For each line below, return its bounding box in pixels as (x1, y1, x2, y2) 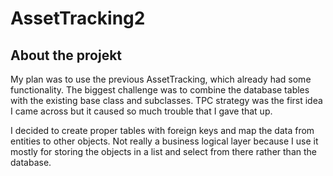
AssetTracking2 (10, 7, 146, 30)
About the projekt (10, 47, 123, 64)
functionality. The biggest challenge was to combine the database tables (10, 84, 310, 96)
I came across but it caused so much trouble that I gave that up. (10, 105, 273, 117)
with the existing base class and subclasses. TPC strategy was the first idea (10, 95, 323, 106)
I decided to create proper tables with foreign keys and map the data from (10, 125, 315, 136)
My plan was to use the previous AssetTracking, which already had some (10, 73, 312, 85)
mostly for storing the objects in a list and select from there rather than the (10, 146, 317, 157)
